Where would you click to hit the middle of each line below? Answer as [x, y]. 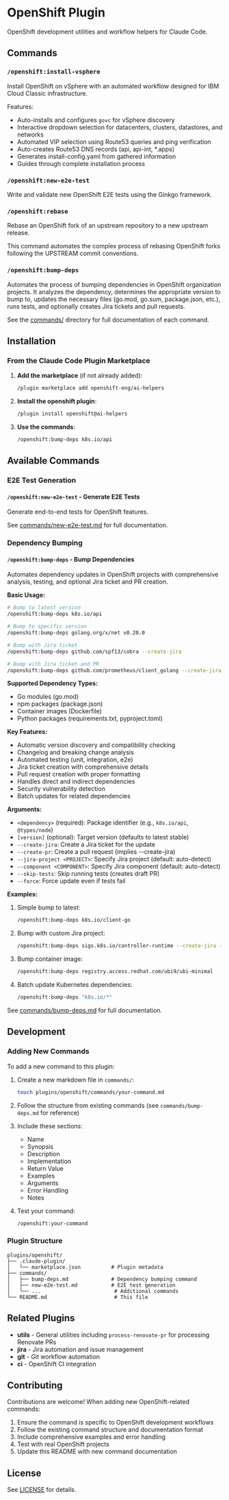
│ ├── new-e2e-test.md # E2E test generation [91, 1285]
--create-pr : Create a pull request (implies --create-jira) [96, 852]
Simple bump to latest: [49, 907]
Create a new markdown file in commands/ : [76, 1080]
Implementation [49, 1161]
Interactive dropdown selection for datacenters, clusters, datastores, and [120, 127]
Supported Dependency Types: [53, 683]
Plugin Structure [35, 1241]
